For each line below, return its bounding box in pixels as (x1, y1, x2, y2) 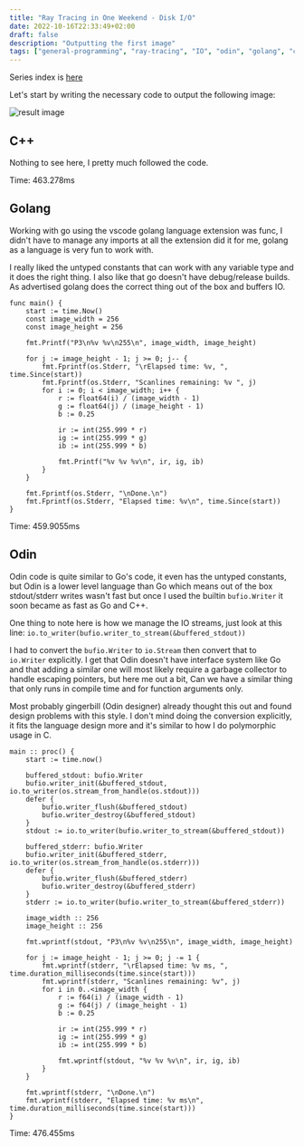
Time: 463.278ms (9, 174, 75, 186)
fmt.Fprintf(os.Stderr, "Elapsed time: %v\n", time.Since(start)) (25, 496, 281, 506)
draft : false (9, 30, 59, 39)
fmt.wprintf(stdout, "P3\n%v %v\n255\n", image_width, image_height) (25, 937, 294, 947)
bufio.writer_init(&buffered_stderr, (25, 850, 168, 859)
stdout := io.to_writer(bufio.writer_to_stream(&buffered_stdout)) (25, 826, 285, 835)
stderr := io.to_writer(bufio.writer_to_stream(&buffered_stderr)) (25, 898, 285, 907)
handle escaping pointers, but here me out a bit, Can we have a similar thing (9, 673, 293, 684)
